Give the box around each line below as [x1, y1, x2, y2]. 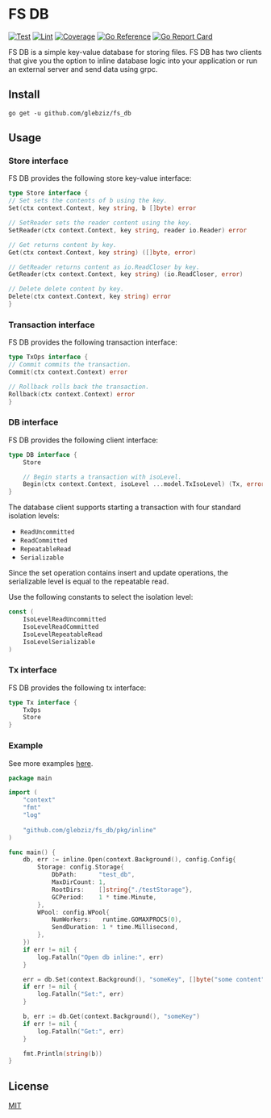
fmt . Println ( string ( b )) [23, 1049, 103, 1057]
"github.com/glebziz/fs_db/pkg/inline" [23, 826, 157, 834]
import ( [8, 789, 38, 797]
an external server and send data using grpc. [8, 64, 158, 73]
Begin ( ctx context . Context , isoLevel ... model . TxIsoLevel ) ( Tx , [23, 480, 244, 488]
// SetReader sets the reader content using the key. [8, 219, 194, 227]
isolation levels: [8, 511, 60, 521]
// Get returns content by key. [8, 241, 117, 249]
